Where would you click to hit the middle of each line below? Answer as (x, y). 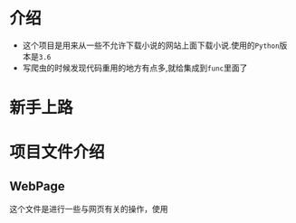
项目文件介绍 (57, 152)
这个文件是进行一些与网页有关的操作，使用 (89, 209)
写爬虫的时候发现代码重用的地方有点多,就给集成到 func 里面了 (135, 68)
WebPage (37, 186)
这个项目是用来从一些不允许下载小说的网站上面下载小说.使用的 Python (151, 45)
